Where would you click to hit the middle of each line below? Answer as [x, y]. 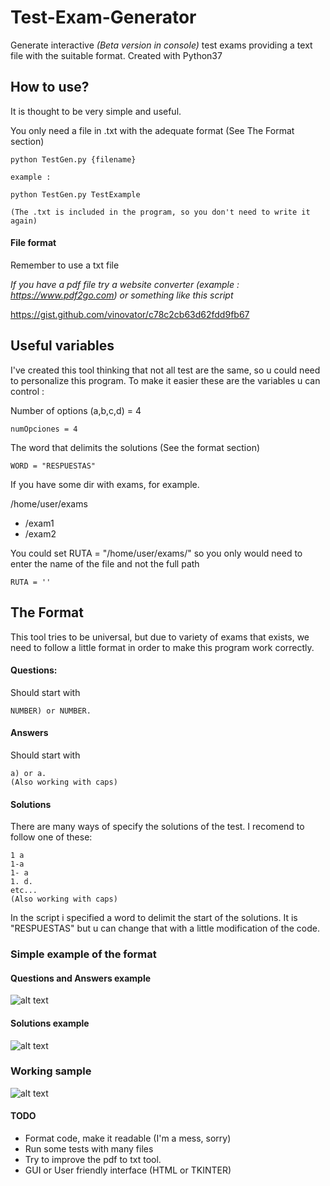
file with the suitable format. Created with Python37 [116, 55]
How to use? [50, 87]
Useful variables [62, 346]
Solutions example [50, 1023]
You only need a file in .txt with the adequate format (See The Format [152, 130]
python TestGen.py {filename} [73, 159]
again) [24, 221]
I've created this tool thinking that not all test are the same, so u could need [165, 370]
